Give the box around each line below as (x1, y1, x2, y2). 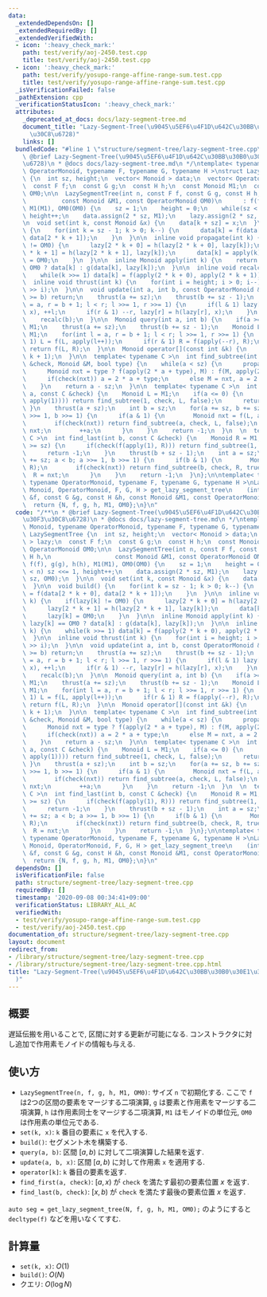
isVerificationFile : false (15, 871, 105, 879)
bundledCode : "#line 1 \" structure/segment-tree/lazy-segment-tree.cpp (15, 145, 258, 153)
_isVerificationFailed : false (15, 85, 115, 94)
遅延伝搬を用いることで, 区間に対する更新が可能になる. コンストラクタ (8, 1029, 238, 1039)
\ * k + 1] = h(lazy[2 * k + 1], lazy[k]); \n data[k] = (22, 249, 229, 257)
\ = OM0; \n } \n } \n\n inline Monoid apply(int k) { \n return (22, 256, 258, 264)
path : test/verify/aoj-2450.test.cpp (22, 49, 148, 57)
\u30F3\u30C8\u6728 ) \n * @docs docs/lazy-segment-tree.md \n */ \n (22, 516, 244, 524)
